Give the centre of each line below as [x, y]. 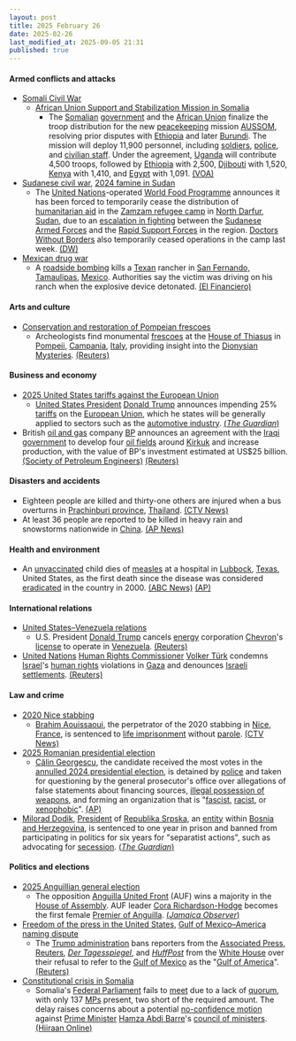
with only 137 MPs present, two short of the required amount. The [155, 999]
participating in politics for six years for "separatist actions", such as [146, 837]
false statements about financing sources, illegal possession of [150, 790]
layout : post [33, 17]
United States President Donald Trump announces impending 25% [156, 404]
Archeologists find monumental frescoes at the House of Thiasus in [158, 336]
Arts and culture [40, 307]
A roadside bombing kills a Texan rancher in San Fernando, [142, 268]
